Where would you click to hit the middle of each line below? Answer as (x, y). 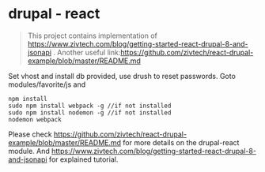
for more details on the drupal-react (181, 142)
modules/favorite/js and (47, 84)
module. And (29, 151)
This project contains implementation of (93, 36)
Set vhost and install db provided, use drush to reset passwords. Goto (122, 76)
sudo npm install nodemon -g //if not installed (90, 112)
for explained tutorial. (83, 159)
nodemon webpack (35, 119)
